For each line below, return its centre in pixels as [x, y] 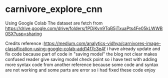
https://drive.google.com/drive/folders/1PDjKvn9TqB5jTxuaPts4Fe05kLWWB [84, 28]
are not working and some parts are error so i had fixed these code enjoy [80, 70]
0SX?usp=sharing [24, 33]
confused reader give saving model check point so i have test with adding [81, 59]
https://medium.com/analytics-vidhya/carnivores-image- [102, 43]
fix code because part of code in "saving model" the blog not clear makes [81, 54]
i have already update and [133, 48]
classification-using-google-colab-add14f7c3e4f [55, 48]
